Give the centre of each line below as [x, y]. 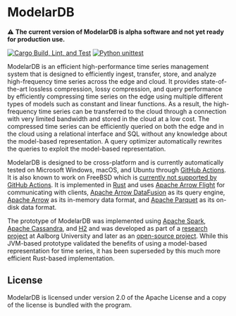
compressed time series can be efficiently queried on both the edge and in [116, 126]
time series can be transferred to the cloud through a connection [132, 111]
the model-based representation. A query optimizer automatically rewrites [115, 141]
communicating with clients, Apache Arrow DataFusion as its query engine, [116, 192]
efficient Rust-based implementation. [61, 258]
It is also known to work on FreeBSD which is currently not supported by [112, 177]
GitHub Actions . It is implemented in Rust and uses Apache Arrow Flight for [116, 184]
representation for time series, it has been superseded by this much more [114, 251]
